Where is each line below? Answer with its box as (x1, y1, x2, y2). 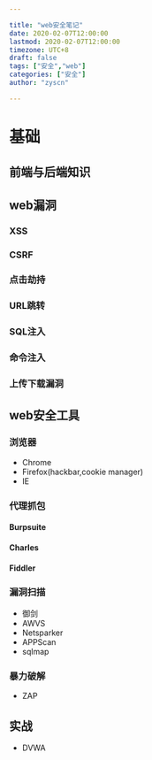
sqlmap (21, 646, 49, 656)
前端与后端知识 (9, 165, 91, 180)
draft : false (9, 54, 57, 63)
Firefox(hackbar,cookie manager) (21, 466, 144, 477)
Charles (9, 541, 40, 553)
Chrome (21, 457, 52, 467)
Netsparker (21, 627, 64, 638)
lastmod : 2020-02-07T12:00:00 (9, 37, 121, 46)
